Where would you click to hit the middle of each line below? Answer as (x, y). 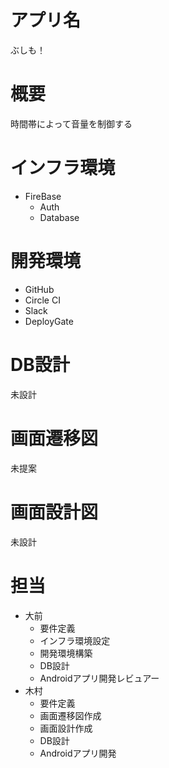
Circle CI (42, 300)
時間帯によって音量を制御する (71, 123)
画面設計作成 (66, 728)
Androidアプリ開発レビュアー (99, 678)
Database (59, 217)
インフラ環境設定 (75, 640)
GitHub (39, 289)
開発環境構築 (66, 653)
